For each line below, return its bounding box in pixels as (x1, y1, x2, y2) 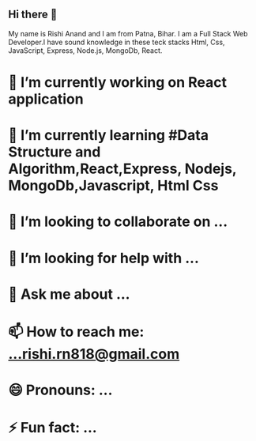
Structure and (8, 143, 101, 161)
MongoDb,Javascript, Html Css (8, 177, 219, 194)
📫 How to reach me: (8, 322, 145, 341)
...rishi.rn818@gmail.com (8, 345, 180, 363)
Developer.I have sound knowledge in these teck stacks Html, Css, (8, 37, 225, 47)
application (8, 90, 85, 107)
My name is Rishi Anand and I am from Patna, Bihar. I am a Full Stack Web (8, 28, 248, 38)
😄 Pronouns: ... (8, 381, 113, 399)
